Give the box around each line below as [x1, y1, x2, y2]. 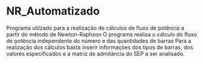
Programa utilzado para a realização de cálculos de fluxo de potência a [6, 24, 184, 31]
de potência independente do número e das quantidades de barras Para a [6, 37, 191, 44]
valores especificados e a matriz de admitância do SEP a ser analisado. [6, 50, 185, 57]
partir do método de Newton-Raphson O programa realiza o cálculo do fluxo [6, 30, 198, 38]
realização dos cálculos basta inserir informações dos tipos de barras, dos [6, 44, 193, 51]
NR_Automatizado [6, 4, 100, 18]
